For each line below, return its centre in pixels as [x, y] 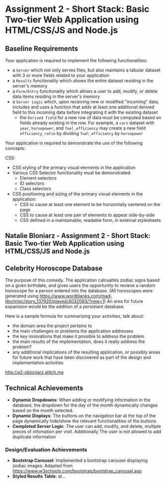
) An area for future [124, 301]
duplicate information [34, 437]
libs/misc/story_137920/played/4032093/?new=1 [55, 301]
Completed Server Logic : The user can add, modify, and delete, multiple [86, 426]
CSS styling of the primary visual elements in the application [74, 168]
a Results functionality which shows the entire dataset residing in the [83, 81]
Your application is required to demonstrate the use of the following [74, 143]
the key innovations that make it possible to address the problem [78, 337]
